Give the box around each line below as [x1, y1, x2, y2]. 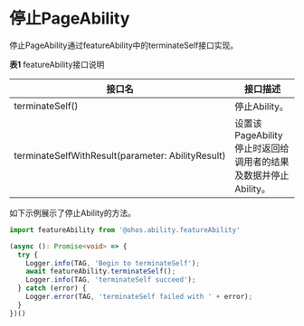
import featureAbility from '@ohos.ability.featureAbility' [9, 225, 242, 235]
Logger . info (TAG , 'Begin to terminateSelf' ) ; [25, 258, 201, 267]
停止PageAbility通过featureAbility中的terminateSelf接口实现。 [9, 40, 239, 51]
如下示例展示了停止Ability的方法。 [9, 207, 137, 218]
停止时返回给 [234, 142, 290, 154]
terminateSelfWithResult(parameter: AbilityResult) [14, 149, 226, 162]
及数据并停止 [234, 169, 290, 182]
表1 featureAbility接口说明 [9, 59, 105, 70]
